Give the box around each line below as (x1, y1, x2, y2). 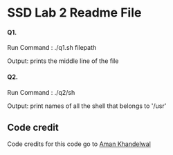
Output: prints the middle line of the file (7, 57, 119, 65)
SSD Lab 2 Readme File (7, 5, 142, 21)
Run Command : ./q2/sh (7, 88, 75, 96)
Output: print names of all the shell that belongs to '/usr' (7, 102, 167, 110)
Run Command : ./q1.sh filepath (7, 44, 97, 52)
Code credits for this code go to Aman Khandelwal (7, 140, 151, 148)
